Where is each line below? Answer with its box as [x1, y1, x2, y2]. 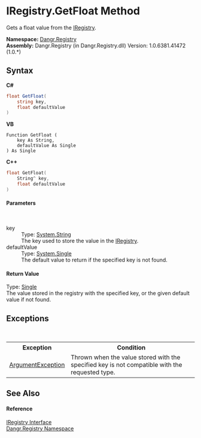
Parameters [6, 199, 36, 207]
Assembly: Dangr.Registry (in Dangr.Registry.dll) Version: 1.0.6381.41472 [6, 42, 186, 49]
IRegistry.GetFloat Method [6, 4, 141, 18]
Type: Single [6, 283, 37, 291]
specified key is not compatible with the [71, 360, 182, 369]
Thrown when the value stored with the [71, 353, 181, 361]
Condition [117, 343, 146, 351]
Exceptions [6, 313, 49, 324]
